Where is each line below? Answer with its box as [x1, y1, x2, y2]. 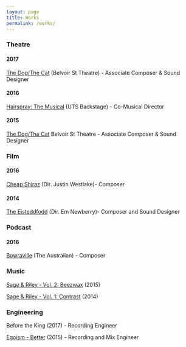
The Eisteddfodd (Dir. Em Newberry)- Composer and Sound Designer [6, 208, 181, 216]
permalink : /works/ [6, 20, 56, 26]
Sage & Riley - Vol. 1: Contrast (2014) [6, 293, 98, 300]
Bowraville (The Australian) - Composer [6, 252, 106, 259]
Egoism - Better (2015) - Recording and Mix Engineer [6, 333, 139, 341]
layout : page [6, 9, 40, 15]
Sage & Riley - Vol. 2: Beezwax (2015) [6, 281, 101, 288]
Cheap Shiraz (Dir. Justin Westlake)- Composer [6, 181, 125, 188]
